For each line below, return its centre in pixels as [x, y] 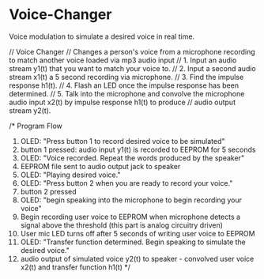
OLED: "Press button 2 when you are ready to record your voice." [126, 183]
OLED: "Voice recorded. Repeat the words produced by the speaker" [132, 158]
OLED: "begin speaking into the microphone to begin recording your [131, 200]
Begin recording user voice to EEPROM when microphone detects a [130, 217]
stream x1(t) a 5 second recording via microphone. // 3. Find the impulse [126, 77]
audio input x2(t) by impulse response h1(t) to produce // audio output [123, 102]
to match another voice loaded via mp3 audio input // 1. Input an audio [123, 60]
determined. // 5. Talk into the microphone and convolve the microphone [127, 93]
